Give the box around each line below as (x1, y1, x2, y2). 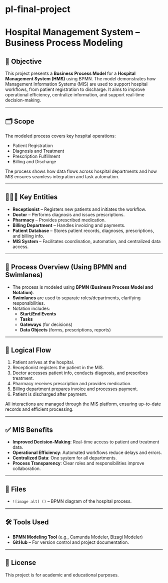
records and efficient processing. (5, 406, 74, 412)
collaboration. (12, 465, 41, 472)
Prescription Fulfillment (12, 153, 60, 159)
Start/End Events (19, 310, 56, 317)
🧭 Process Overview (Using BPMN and (5, 263, 127, 272)
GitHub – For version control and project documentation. (12, 539, 129, 545)
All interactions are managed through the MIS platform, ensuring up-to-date (5, 401, 161, 407)
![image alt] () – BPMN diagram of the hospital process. (12, 498, 132, 504)
